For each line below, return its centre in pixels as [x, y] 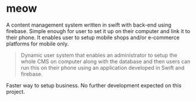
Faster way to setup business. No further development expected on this [94, 85]
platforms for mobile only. [38, 44]
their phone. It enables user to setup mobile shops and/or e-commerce [93, 37]
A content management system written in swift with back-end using [89, 25]
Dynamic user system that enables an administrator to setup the [99, 55]
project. [16, 92]
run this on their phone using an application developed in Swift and [102, 67]
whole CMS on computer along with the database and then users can [105, 61]
